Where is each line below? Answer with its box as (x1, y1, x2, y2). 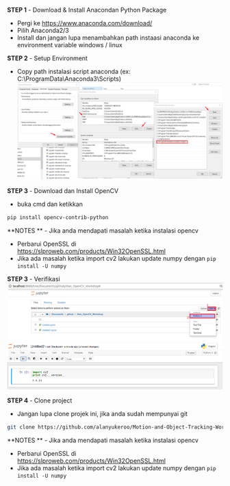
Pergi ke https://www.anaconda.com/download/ (16, 19, 153, 27)
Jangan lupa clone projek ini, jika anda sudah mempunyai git (16, 409, 188, 418)
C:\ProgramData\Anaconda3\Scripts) (16, 75, 122, 83)
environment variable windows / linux (16, 41, 123, 49)
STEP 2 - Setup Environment (7, 54, 88, 62)
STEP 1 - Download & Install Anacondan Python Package (7, 6, 167, 14)
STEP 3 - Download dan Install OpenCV (7, 186, 118, 194)
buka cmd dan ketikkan (16, 200, 84, 208)
